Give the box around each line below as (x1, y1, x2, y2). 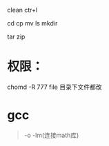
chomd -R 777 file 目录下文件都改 (7, 83, 102, 91)
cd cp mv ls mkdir (7, 19, 58, 27)
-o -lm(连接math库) (23, 131, 79, 139)
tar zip (7, 32, 26, 41)
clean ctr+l (7, 6, 38, 14)
